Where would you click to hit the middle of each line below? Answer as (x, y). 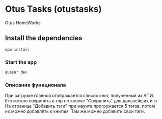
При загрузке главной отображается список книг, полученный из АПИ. (80, 96)
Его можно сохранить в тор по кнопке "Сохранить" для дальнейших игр (81, 101)
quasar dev (16, 72)
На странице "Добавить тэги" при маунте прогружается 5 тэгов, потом (80, 106)
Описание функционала (36, 85)
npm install (17, 49)
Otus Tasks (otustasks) (54, 9)
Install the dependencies (44, 38)
